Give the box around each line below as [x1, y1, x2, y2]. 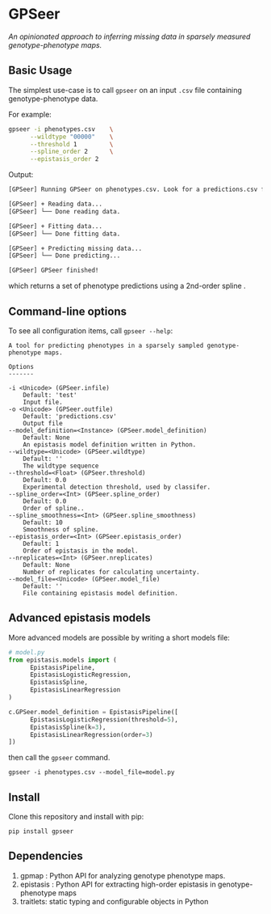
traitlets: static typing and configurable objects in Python [19, 896, 209, 906]
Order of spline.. [23, 504, 85, 512]
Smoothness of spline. [23, 525, 99, 534]
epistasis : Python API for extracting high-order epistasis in [19, 879, 216, 889]
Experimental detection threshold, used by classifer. [23, 483, 211, 491]
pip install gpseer [8, 827, 74, 836]
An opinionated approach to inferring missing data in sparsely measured [8, 32, 251, 41]
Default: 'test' [23, 391, 78, 399]
